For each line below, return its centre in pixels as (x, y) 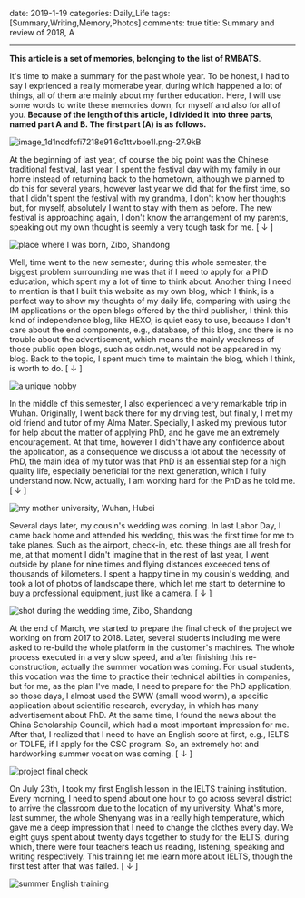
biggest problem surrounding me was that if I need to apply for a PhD (139, 272)
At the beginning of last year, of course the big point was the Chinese (139, 159)
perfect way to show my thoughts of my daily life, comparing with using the (151, 301)
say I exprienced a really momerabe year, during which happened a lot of (146, 86)
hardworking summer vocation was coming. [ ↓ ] (101, 754)
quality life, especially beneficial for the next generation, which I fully (138, 471)
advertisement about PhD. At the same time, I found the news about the (143, 715)
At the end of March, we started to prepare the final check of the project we (151, 628)
